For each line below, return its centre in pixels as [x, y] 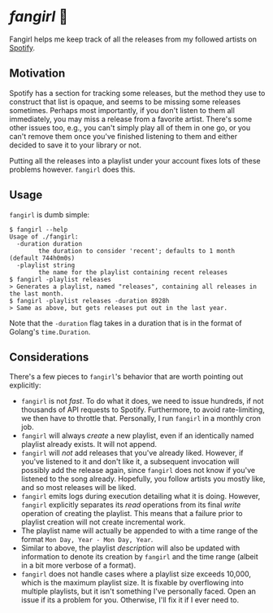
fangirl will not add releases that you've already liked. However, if [132, 453]
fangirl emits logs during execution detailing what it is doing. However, [141, 497]
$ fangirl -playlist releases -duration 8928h [89, 300]
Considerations [49, 357]
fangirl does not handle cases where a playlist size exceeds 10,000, [136, 574]
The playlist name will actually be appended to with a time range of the [139, 531]
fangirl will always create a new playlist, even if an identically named [137, 436]
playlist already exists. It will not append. [89, 444]
